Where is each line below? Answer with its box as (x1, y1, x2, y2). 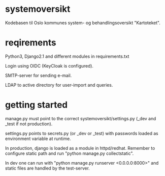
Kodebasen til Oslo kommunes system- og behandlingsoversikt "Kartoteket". (5, 20, 161, 26)
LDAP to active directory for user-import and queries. (5, 82, 113, 88)
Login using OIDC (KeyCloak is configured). (5, 63, 94, 69)
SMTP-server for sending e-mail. (5, 72, 72, 78)
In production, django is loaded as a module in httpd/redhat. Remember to (5, 145, 155, 151)
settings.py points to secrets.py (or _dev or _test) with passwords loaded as (5, 130, 159, 136)
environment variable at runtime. (5, 136, 71, 141)
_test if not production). (5, 121, 53, 127)
